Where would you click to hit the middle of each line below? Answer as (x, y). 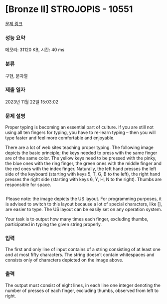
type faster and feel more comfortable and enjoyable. (60, 138)
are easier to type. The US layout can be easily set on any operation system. (84, 209)
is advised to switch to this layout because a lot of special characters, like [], (84, 204)
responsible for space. (28, 185)
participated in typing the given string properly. (54, 224)
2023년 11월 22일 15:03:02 (32, 101)
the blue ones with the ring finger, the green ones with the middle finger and (83, 163)
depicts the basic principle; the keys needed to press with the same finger (81, 153)
